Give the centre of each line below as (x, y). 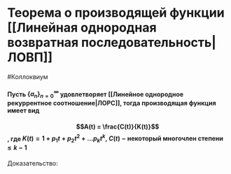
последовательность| (149, 43)
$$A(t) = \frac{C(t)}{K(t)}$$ (118, 126)
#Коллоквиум (28, 77)
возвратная (43, 43)
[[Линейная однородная (82, 28)
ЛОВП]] (30, 58)
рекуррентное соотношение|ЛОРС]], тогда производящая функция (112, 103)
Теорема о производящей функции (116, 13)
